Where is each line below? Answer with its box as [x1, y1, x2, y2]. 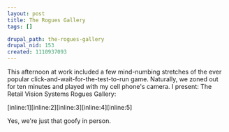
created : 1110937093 [7, 49, 68, 56]
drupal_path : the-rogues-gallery [7, 35, 105, 42]
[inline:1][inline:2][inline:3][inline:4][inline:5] [7, 104, 133, 111]
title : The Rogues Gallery [7, 17, 86, 24]
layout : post [7, 10, 45, 17]
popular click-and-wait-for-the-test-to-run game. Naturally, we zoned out [7, 75, 219, 83]
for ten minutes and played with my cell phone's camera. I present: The [7, 83, 212, 90]
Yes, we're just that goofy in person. [7, 117, 112, 125]
